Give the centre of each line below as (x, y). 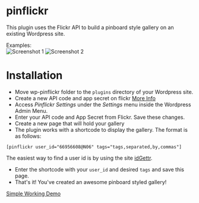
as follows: (28, 136)
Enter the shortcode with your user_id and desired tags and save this (99, 169)
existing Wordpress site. (36, 33)
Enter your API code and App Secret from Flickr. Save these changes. (100, 117)
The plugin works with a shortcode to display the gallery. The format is (101, 129)
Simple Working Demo (34, 194)
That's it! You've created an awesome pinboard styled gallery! (91, 182)
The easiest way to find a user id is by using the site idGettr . (79, 158)
